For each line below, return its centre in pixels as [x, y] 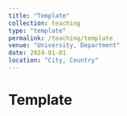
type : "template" [37, 30]
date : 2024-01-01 [37, 53]
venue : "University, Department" [64, 46]
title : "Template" [39, 16]
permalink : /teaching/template [61, 38]
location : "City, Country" [53, 61]
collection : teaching [45, 23]
